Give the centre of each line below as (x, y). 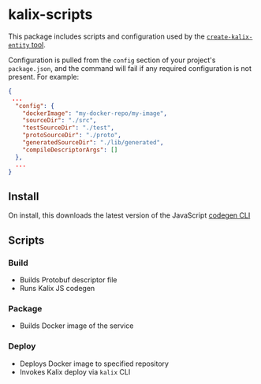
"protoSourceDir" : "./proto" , (72, 136)
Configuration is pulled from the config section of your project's (112, 60)
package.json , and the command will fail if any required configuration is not (130, 68)
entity (19, 45)
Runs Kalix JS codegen (57, 288)
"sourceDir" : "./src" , (60, 121)
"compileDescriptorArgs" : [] (70, 150)
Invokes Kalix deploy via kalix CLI (75, 371)
